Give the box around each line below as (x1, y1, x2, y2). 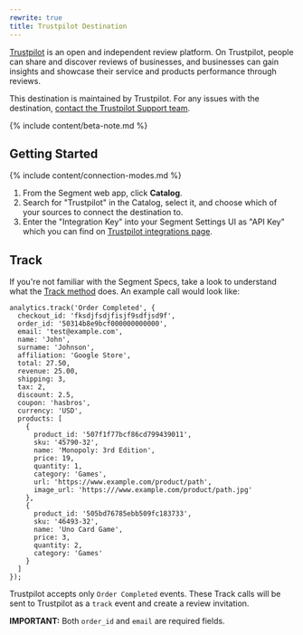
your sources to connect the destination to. (22, 207, 184, 218)
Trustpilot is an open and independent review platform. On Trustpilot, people (9, 46, 294, 57)
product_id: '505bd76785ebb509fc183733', (33, 509, 193, 518)
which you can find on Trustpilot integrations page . (22, 226, 213, 237)
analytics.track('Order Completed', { (9, 304, 156, 313)
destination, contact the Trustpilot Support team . (9, 102, 191, 113)
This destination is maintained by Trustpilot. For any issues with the (9, 92, 260, 104)
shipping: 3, (17, 374, 67, 384)
